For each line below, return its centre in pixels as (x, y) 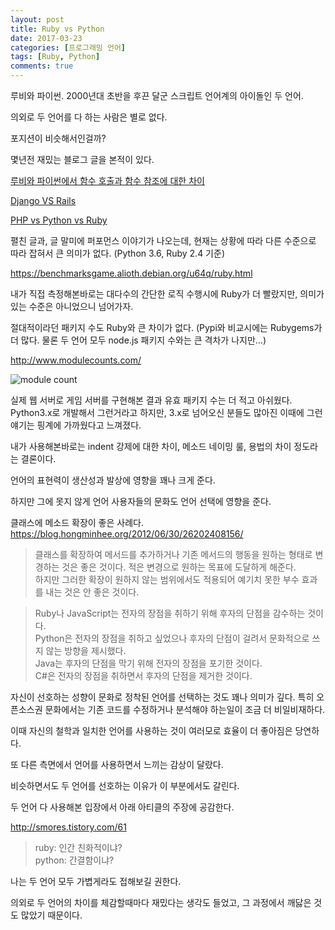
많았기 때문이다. (51, 915)
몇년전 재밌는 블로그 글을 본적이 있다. (82, 159)
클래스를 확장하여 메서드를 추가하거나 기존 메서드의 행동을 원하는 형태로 (173, 554)
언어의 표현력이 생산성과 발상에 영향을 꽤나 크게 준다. (113, 480)
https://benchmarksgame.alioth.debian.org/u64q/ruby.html (131, 273)
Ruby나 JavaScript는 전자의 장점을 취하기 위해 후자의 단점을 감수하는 (170, 613)
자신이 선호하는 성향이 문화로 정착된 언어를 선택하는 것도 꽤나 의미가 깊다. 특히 (162, 697)
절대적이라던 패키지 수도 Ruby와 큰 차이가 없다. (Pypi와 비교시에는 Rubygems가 (166, 327)
